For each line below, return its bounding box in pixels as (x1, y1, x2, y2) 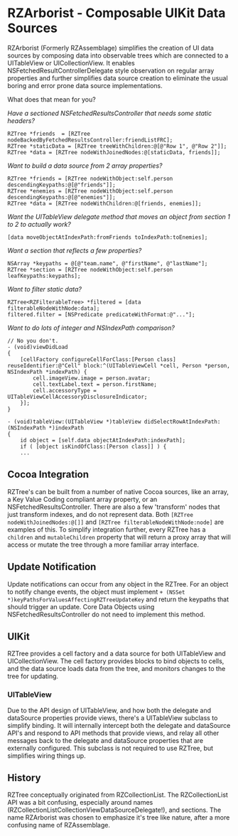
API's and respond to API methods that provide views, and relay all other (7, 729, 220, 737)
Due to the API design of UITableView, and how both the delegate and (7, 706, 212, 714)
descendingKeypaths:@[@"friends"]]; (7, 181, 116, 188)
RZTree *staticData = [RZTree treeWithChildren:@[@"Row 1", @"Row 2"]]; (7, 142, 227, 150)
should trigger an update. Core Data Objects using (7, 602, 155, 611)
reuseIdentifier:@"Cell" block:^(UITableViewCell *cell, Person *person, (7, 362, 231, 369)
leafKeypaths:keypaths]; (7, 272, 81, 279)
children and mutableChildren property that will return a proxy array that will (7, 532, 231, 541)
